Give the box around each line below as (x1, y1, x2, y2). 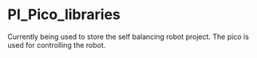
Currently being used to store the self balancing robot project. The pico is (7, 32, 249, 41)
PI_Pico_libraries (7, 6, 121, 24)
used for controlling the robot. (7, 40, 106, 49)
